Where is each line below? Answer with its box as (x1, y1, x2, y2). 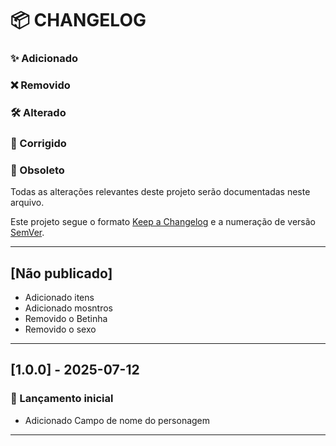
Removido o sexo (24, 323, 97, 335)
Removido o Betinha (24, 312, 108, 324)
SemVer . (10, 227, 45, 239)
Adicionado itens (24, 291, 95, 303)
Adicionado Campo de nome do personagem (24, 414, 211, 426)
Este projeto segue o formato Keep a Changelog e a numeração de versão (10, 216, 316, 228)
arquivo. (10, 197, 45, 209)
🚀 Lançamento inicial (10, 392, 114, 406)
